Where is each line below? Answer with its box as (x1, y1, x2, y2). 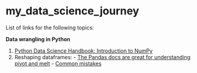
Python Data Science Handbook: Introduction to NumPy (14, 47, 153, 54)
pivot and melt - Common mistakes (14, 60, 102, 67)
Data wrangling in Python (5, 35, 70, 42)
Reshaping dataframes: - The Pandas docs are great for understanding (14, 53, 191, 60)
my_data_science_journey (5, 4, 140, 18)
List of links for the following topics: (5, 24, 95, 31)
